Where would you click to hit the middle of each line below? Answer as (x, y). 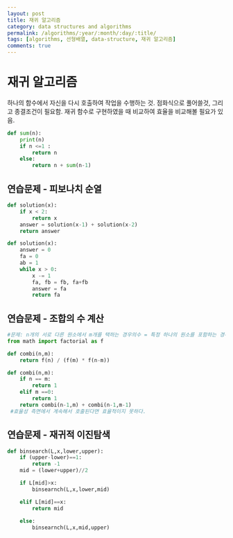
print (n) (32, 139)
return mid (48, 508)
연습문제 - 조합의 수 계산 (55, 319)
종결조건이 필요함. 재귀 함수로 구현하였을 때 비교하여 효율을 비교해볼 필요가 (115, 111)
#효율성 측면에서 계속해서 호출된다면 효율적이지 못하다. (78, 411)
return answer (40, 231)
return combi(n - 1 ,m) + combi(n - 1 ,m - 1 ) (76, 405)
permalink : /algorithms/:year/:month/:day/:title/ (82, 33)
